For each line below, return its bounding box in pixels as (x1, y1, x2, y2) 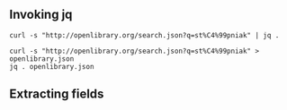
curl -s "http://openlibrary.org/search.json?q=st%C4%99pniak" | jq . (9, 30, 280, 39)
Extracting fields (9, 87, 104, 102)
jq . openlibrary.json (9, 62, 94, 71)
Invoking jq (9, 7, 73, 22)
